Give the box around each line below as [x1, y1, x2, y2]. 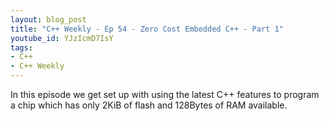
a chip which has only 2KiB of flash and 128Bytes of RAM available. [10, 99, 288, 111]
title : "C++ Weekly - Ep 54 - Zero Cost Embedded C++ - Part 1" [10, 24, 284, 34]
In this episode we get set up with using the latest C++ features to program [10, 89, 320, 100]
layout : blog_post [10, 14, 87, 25]
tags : [10, 42, 33, 53]
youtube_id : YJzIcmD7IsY [10, 33, 114, 43]
